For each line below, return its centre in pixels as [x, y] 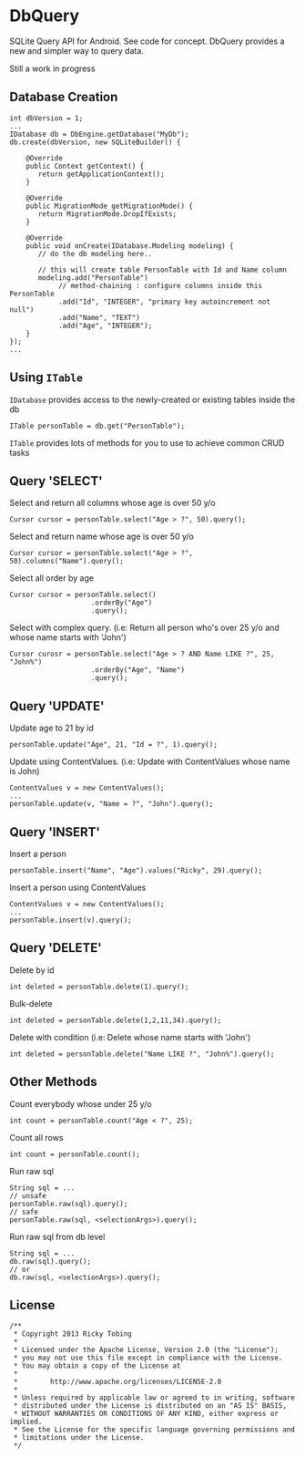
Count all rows [36, 1137]
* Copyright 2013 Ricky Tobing [72, 1334]
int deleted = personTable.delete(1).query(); [99, 987]
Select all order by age [51, 578]
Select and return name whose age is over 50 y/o [102, 537]
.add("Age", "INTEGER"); [105, 326]
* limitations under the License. [79, 1438]
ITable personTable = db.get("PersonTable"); [97, 426]
